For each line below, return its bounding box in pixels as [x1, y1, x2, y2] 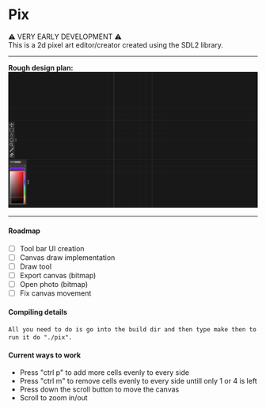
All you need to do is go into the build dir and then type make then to [8, 326, 257, 334]
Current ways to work [8, 350, 82, 360]
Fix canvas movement [19, 288, 92, 298]
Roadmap [8, 226, 41, 235]
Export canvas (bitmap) [19, 270, 97, 280]
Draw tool [19, 262, 52, 271]
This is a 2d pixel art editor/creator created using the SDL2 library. [8, 40, 224, 49]
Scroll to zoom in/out [19, 393, 89, 403]
